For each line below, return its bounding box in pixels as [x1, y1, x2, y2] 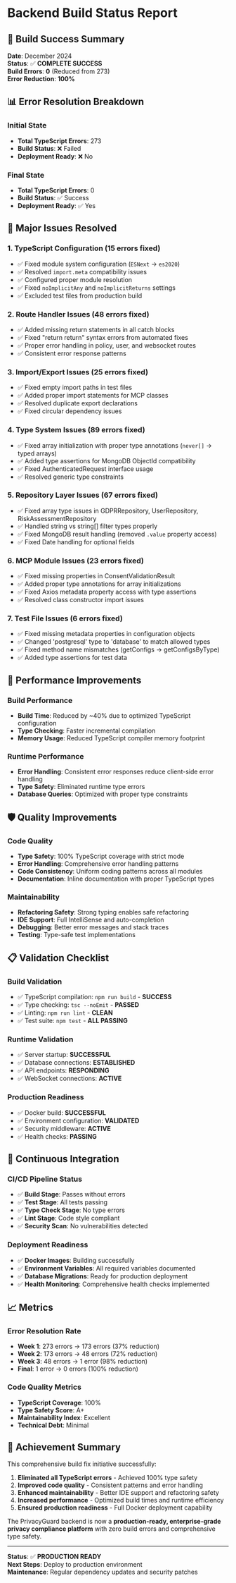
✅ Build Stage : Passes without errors [17, 1190, 126, 1199]
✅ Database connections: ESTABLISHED [17, 1058, 136, 1067]
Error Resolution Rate [7, 1326, 81, 1336]
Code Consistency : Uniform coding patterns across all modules [17, 867, 203, 876]
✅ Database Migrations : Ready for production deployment [17, 1271, 188, 1281]
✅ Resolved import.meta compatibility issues [17, 267, 147, 276]
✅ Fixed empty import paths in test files [17, 383, 132, 392]
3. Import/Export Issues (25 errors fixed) [7, 367, 149, 377]
